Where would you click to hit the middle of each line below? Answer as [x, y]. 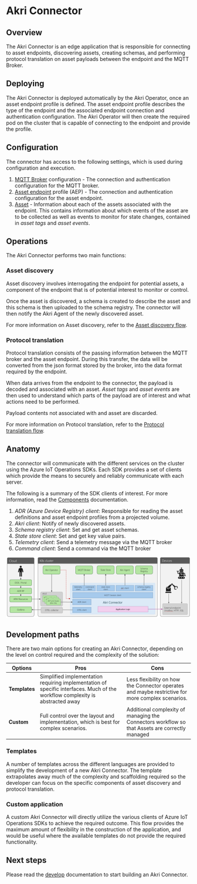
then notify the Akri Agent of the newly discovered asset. [75, 313]
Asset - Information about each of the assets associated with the [93, 204]
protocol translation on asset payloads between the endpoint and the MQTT [98, 59]
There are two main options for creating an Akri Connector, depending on [95, 649]
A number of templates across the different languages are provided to [90, 764]
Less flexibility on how [153, 680]
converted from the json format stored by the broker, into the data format [94, 366]
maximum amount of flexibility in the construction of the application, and [94, 829]
